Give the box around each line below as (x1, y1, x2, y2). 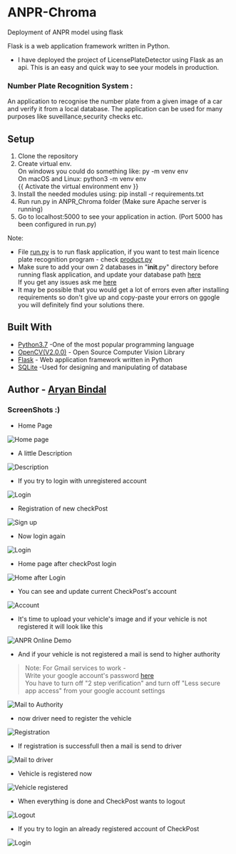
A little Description (17, 448, 73, 457)
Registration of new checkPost (17, 504, 108, 513)
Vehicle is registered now (17, 769, 93, 778)
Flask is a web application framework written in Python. (7, 41, 170, 50)
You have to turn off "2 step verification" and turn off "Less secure (24, 679, 221, 687)
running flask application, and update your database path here (17, 270, 201, 279)
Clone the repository (17, 152, 78, 160)
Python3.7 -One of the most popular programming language (17, 340, 195, 349)
